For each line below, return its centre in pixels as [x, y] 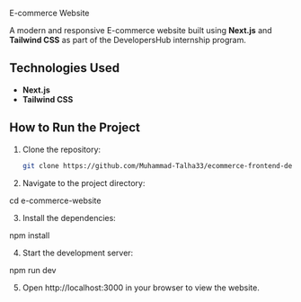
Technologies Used [64, 68]
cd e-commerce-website [55, 200]
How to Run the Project [75, 128]
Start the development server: [78, 253]
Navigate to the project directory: [84, 182]
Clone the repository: [62, 149]
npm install [30, 235]
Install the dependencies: [69, 218]
